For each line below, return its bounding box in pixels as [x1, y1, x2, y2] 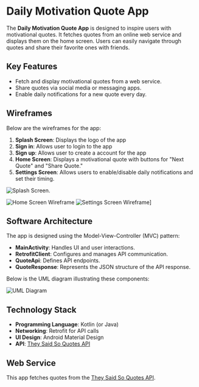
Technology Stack [6, 304, 77, 315]
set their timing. [15, 175, 55, 182]
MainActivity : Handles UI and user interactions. [15, 244, 136, 251]
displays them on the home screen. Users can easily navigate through [6, 37, 181, 44]
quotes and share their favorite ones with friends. [6, 44, 130, 51]
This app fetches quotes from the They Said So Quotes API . [6, 374, 156, 381]
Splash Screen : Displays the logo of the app [15, 136, 127, 144]
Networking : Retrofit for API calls [15, 327, 99, 335]
